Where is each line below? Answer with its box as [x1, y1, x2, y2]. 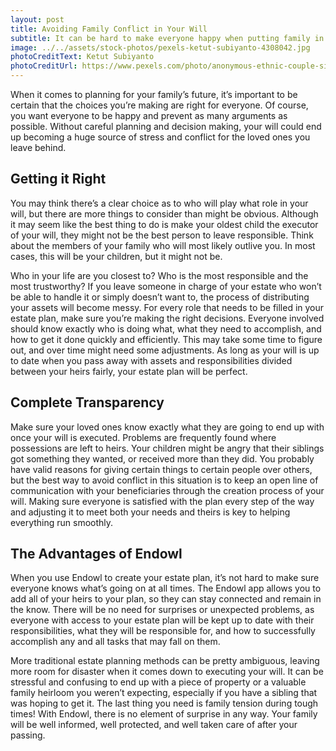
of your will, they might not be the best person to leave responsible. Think [10, 229, 314, 241]
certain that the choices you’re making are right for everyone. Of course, [10, 99, 309, 111]
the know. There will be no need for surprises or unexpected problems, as [10, 604, 315, 616]
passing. [10, 729, 46, 741]
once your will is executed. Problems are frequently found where [10, 431, 277, 443]
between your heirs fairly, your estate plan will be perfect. [10, 365, 248, 377]
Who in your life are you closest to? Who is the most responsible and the [10, 269, 309, 281]
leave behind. [10, 142, 67, 153]
